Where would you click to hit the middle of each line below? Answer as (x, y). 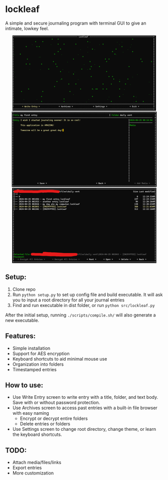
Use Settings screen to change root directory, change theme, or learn (84, 429)
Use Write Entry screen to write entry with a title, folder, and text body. (85, 397)
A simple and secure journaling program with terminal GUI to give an (76, 23)
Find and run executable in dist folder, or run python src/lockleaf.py (83, 305)
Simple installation (31, 348)
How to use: (24, 385)
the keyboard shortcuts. (37, 434)
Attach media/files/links (37, 462)
